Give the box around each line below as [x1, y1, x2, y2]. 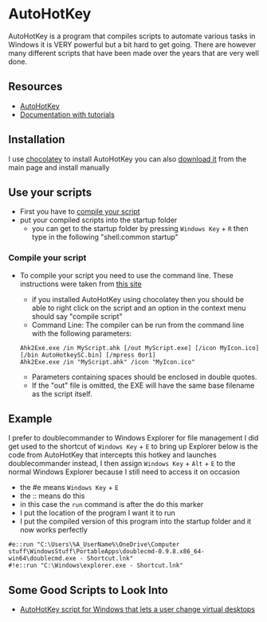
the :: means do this [19, 491, 85, 500]
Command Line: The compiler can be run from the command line [31, 320, 245, 329]
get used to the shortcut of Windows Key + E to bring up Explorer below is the [8, 441, 258, 452]
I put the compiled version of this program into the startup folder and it [19, 516, 252, 526]
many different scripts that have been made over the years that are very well [8, 48, 259, 58]
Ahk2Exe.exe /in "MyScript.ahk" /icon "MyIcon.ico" [19, 357, 195, 366]
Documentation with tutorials [19, 110, 116, 119]
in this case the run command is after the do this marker [19, 500, 204, 509]
